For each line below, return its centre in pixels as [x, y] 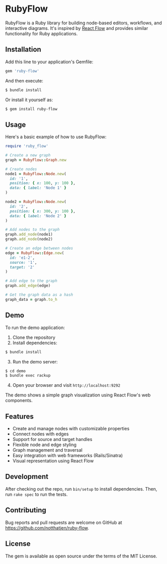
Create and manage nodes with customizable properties [71, 429]
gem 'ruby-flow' [22, 71]
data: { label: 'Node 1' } [38, 188]
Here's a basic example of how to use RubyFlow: [56, 137]
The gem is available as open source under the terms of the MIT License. [81, 556]
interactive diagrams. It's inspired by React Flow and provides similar [77, 28]
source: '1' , [23, 262]
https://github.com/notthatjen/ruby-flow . [47, 528]
